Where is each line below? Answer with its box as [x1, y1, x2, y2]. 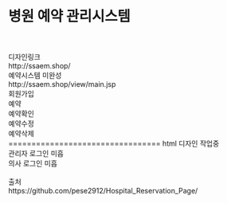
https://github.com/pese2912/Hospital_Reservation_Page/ [8, 185, 198, 195]
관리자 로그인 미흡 [8, 148, 64, 158]
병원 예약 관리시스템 [8, 7, 131, 25]
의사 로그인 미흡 [8, 158, 58, 168]
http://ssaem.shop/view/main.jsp [8, 79, 116, 88]
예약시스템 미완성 [8, 70, 62, 80]
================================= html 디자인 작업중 [8, 139, 220, 148]
